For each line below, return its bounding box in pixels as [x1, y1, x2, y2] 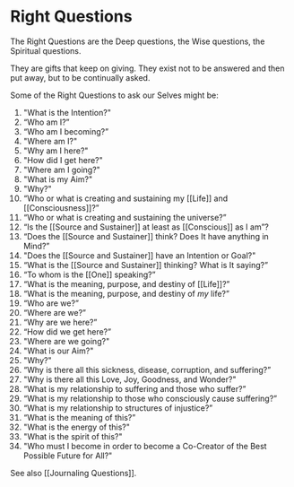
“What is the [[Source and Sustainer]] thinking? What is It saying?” [22, 259, 268, 270]
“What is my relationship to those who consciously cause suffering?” [22, 393, 277, 404]
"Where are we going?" [22, 335, 110, 346]
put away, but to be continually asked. [10, 72, 151, 83]
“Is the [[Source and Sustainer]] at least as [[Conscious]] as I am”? [22, 222, 270, 232]
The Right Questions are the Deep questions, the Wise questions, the [10, 36, 265, 47]
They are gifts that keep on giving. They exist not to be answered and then [10, 63, 285, 74]
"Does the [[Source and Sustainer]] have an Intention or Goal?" [22, 249, 256, 261]
